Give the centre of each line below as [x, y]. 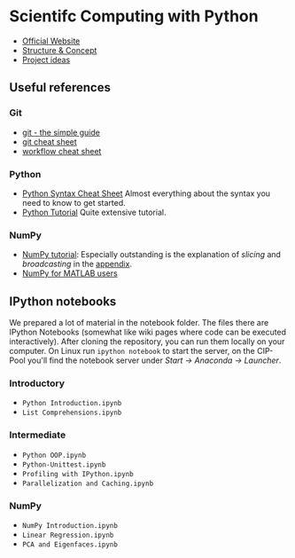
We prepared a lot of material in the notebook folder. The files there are [139, 323]
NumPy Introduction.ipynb [70, 525]
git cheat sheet [49, 141]
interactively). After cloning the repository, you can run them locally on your [147, 342]
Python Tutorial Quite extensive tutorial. [94, 212]
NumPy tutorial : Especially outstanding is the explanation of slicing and [151, 255]
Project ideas [46, 59]
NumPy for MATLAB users [70, 273]
